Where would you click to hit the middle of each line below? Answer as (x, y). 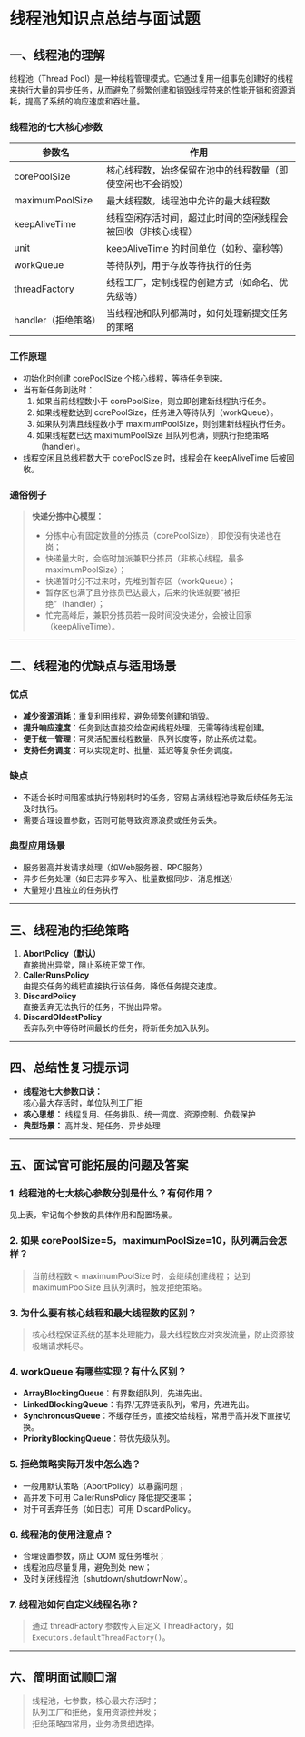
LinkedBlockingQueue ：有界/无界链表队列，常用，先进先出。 (138, 1404)
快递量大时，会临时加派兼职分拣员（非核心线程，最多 (145, 558)
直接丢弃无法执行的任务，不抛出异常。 (94, 1007)
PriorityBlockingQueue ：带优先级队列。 (98, 1439)
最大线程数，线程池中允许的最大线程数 (188, 201)
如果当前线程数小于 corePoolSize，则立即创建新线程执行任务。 (153, 401)
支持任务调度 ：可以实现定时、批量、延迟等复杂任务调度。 (130, 749)
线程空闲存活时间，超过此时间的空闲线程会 (197, 218)
